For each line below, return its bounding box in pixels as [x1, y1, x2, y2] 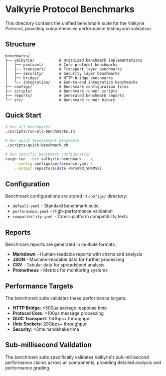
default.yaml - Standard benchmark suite [12, 203, 99, 209]
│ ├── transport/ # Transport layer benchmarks [5, 66, 122, 71]
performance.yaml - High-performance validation [12, 208, 113, 214]
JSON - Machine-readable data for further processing [12, 256, 124, 262]
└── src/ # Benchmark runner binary [5, 97, 115, 103]
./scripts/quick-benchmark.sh [5, 143, 69, 148]
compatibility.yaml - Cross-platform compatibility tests [12, 214, 128, 220]
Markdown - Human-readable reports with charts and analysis [12, 251, 142, 257]
